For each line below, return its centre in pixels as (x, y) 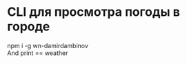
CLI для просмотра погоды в (94, 12)
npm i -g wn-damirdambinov (48, 45)
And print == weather (38, 53)
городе (29, 26)
